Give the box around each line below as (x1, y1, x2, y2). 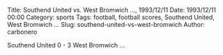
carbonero (7, 27, 38, 36)
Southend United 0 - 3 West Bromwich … (7, 41, 125, 49)
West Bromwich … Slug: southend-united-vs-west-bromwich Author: (7, 21, 206, 28)
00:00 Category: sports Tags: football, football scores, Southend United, (7, 13, 215, 21)
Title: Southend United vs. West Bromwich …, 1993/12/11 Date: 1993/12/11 (7, 6, 216, 14)
